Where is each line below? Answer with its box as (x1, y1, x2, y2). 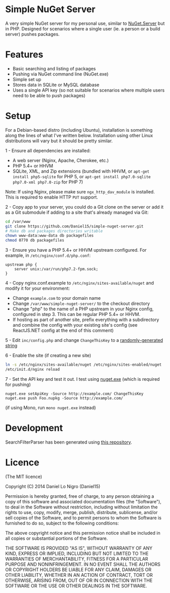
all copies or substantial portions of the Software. (5, 535, 108, 541)
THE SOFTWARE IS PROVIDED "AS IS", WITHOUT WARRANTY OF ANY (5, 545, 153, 551)
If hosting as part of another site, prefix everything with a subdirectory (12, 317, 159, 323)
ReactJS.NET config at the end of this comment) (12, 328, 114, 334)
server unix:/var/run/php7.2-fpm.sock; (14, 267, 99, 272)
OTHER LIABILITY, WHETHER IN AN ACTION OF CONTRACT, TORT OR (5, 572, 153, 578)
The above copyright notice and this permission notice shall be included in (5, 530, 160, 536)
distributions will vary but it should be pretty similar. (5, 138, 113, 144)
